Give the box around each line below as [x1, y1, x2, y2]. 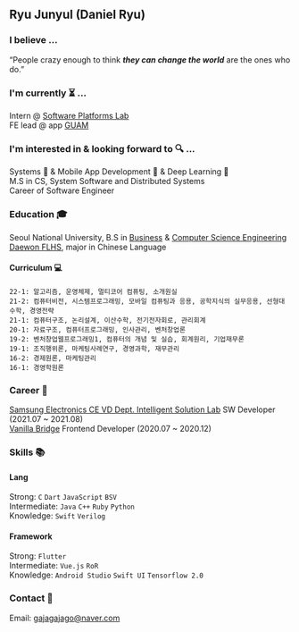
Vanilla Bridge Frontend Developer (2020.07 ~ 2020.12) [9, 424, 212, 434]
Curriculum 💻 [9, 263, 62, 274]
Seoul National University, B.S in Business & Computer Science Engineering [9, 232, 287, 242]
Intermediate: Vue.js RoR [9, 560, 99, 571]
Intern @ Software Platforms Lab [9, 110, 129, 121]
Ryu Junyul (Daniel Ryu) [9, 7, 145, 22]
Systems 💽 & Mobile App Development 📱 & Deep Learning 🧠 [9, 166, 229, 177]
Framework [9, 531, 53, 542]
